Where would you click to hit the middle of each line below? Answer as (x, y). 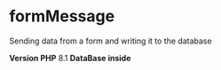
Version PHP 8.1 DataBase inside (70, 58)
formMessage (62, 16)
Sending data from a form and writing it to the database (110, 41)
